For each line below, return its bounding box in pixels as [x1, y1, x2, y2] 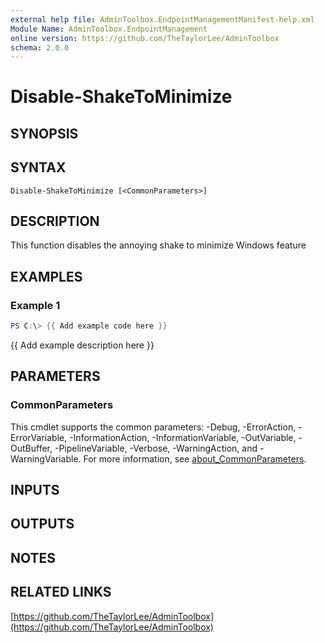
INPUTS [10, 482, 60, 499]
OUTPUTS [10, 516, 75, 533]
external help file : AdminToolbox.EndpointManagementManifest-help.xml [10, 14, 315, 25]
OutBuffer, [10, 442, 53, 454]
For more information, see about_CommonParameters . [83, 452, 307, 465]
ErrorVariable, [10, 431, 68, 443]
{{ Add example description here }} [10, 339, 155, 351]
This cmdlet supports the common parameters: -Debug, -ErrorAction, [10, 421, 297, 433]
